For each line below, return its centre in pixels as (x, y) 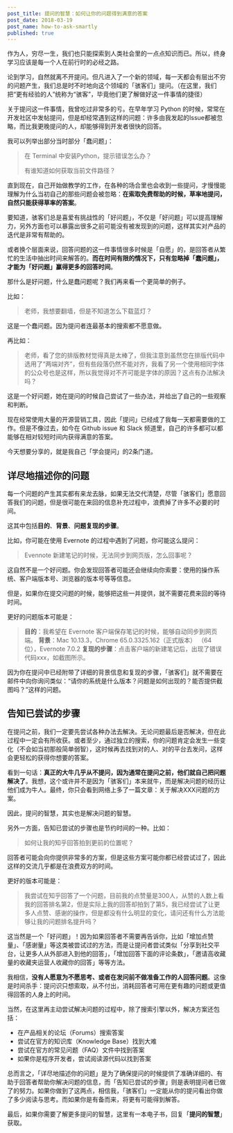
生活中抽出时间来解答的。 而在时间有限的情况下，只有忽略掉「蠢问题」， (121, 258)
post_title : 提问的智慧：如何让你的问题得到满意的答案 (77, 14)
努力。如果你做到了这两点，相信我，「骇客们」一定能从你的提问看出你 (118, 1091)
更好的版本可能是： (35, 880)
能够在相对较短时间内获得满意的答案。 (62, 437)
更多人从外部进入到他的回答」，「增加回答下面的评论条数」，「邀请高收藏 (126, 953)
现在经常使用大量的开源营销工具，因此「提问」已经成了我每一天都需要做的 (113, 420)
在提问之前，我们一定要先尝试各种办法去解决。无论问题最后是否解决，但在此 (116, 731)
